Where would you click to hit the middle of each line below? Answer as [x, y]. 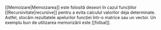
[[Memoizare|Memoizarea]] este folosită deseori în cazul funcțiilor [71, 7]
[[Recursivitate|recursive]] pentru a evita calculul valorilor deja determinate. [80, 12]
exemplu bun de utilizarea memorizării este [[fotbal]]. [58, 22]
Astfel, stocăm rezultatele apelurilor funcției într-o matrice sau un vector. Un [80, 17]
